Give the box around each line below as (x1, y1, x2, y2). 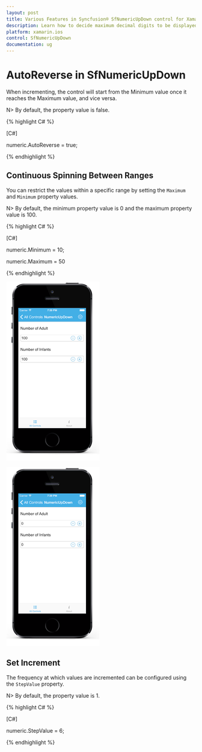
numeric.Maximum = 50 (6, 258, 66, 265)
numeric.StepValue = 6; (6, 727, 64, 734)
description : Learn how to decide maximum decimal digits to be (6, 22, 171, 28)
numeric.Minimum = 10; (6, 246, 65, 253)
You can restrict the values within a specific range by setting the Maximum (6, 186, 186, 194)
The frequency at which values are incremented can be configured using (6, 674, 187, 681)
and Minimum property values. (6, 193, 78, 200)
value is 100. (6, 211, 37, 218)
